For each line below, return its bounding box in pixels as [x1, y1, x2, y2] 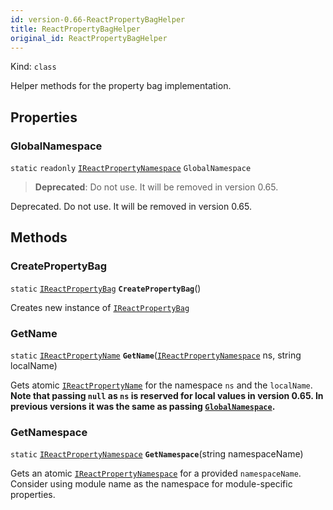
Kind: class [10, 61, 57, 73]
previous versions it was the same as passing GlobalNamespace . [10, 401, 276, 413]
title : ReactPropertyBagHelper [10, 24, 141, 34]
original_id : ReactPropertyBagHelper [10, 33, 168, 43]
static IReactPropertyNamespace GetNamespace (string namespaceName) [10, 448, 304, 460]
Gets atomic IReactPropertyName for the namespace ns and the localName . [10, 379, 313, 391]
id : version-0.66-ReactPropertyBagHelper [10, 14, 186, 25]
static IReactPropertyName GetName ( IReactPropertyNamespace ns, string [10, 349, 302, 361]
